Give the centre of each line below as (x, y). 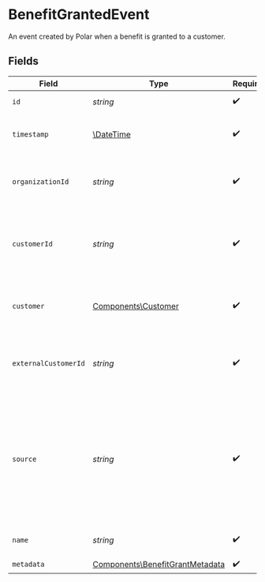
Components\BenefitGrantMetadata (159, 565)
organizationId (41, 182)
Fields (24, 61)
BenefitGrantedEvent (79, 15)
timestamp (30, 134)
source (24, 459)
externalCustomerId (49, 363)
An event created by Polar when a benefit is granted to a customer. (117, 36)
